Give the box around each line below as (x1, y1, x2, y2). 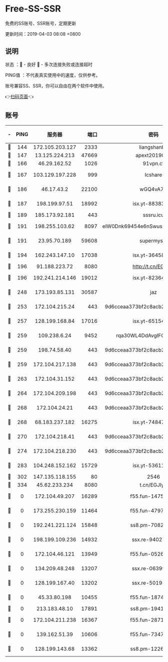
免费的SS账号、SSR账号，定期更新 (5, 20, 76, 26)
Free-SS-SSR (5, 3, 61, 15)
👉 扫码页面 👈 (5, 93, 34, 99)
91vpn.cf (142, 160, 164, 167)
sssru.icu (142, 211, 164, 218)
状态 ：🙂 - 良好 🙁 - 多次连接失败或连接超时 (5, 61, 92, 67)
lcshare (144, 171, 162, 178)
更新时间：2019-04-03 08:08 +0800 (5, 31, 81, 37)
